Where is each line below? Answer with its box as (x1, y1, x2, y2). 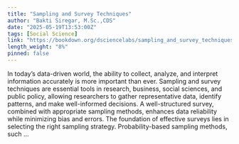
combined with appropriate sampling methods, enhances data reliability (7, 107, 218, 116)
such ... (7, 129, 29, 138)
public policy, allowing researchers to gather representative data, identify (7, 92, 222, 100)
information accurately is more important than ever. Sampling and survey (7, 77, 221, 85)
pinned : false (7, 50, 50, 57)
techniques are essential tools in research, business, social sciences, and (7, 84, 223, 93)
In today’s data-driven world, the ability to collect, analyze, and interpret (7, 69, 218, 78)
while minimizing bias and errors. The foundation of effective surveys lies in (7, 114, 229, 123)
